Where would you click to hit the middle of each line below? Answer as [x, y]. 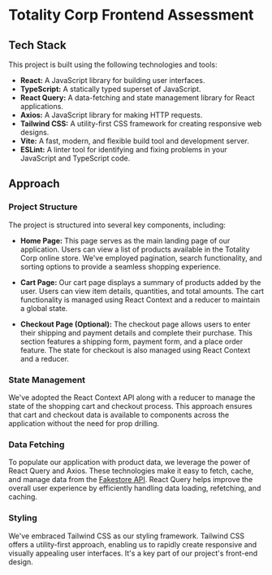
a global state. [44, 308]
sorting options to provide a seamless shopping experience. [121, 266]
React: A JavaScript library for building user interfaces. [112, 80]
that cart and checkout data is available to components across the [119, 415]
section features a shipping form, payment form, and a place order [132, 341]
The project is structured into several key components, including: [117, 225]
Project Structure [43, 207]
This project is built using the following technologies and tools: [113, 64]
